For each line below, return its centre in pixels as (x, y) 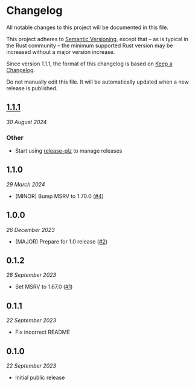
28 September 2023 (31, 275)
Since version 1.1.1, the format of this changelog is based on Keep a (90, 64)
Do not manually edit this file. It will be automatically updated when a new (97, 82)
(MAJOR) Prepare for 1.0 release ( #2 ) (61, 241)
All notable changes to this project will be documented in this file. (88, 27)
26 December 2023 (31, 230)
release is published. (32, 88)
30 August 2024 (27, 122)
